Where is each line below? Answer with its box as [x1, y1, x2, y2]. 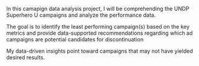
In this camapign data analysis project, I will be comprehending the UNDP [6, 5, 189, 12]
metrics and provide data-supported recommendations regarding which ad [6, 29, 193, 37]
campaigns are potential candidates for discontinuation [6, 36, 144, 43]
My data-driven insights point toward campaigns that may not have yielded [6, 47, 194, 55]
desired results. [6, 54, 45, 61]
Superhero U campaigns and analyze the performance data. [6, 11, 156, 19]
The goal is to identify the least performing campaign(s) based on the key [6, 23, 190, 30]
